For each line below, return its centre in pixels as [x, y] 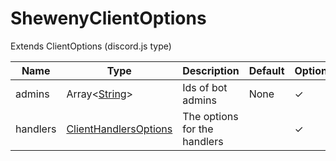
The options [210, 116]
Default [266, 70]
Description [211, 70]
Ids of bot [205, 87]
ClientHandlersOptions [119, 129]
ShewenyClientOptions [108, 18]
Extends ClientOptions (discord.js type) [91, 46]
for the [198, 129]
